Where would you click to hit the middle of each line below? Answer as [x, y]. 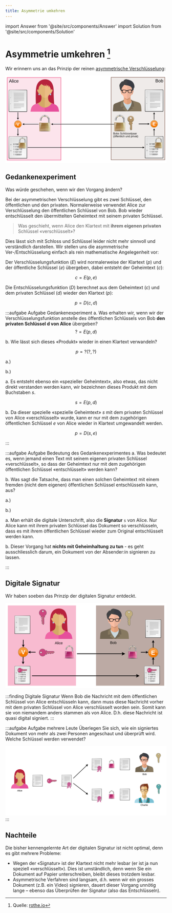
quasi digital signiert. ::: [30, 718]
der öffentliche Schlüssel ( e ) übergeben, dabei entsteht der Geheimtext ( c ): [84, 268]
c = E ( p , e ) [86, 277]
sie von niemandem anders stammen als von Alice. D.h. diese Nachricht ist [84, 713]
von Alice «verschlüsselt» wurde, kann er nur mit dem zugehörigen [76, 417]
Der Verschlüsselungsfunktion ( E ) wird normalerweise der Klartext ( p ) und [83, 262]
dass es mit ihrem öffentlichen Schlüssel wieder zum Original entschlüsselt [84, 531]
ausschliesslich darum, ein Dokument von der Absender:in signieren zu [80, 551]
